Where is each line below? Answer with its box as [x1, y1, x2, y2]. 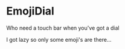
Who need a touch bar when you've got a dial [6, 24, 120, 31]
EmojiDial [6, 4, 54, 18]
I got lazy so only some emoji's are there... [6, 36, 112, 43]
